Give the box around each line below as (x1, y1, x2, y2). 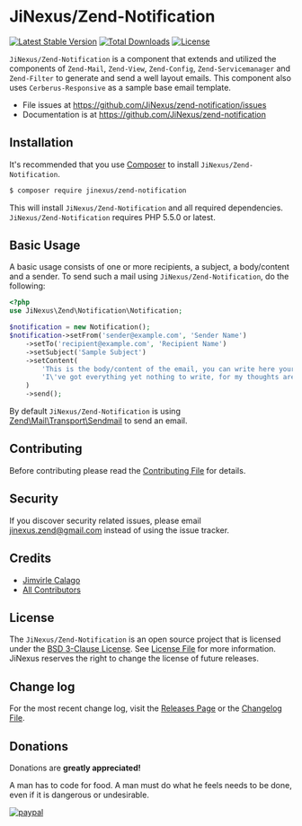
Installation (9, 135, 74, 150)
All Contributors (22, 584, 81, 595)
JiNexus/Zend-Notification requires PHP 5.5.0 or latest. (9, 211, 216, 222)
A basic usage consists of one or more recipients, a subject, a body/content (9, 262, 289, 272)
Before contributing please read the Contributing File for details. (9, 465, 246, 475)
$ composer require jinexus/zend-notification (9, 186, 187, 195)
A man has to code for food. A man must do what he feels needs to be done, (9, 779, 292, 790)
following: (9, 280, 46, 291)
